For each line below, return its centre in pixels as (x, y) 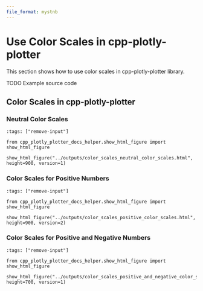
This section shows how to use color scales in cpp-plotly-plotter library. (96, 71)
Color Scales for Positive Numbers (58, 179)
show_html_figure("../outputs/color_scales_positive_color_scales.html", (101, 217)
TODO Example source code (42, 83)
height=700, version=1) (36, 282)
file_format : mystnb (32, 12)
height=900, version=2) (36, 223)
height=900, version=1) (36, 164)
